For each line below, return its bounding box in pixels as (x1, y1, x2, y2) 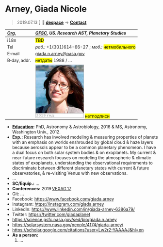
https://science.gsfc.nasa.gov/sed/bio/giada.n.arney (12, 217, 117, 223)
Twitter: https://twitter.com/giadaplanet (12, 212, 91, 217)
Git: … (12, 191, 24, 197)
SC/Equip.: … (12, 181, 40, 186)
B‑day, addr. (7, 57, 32, 64)
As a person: (12, 232, 39, 238)
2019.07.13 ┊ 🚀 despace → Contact (16, 19, 87, 25)
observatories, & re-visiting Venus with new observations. (12, 170, 128, 176)
